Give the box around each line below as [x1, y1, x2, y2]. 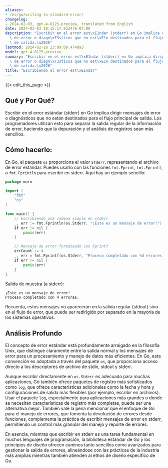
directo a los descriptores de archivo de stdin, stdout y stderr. [5, 364, 132, 370]
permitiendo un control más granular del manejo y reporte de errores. [5, 421, 148, 427]
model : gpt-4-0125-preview [5, 49, 61, 54]
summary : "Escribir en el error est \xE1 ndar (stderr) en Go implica [5, 54, 151, 59]
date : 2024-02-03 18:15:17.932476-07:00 [5, 26, 91, 31]
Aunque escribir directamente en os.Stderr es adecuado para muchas [5, 374, 150, 380]
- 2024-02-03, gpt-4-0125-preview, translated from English [5, 21, 133, 27]
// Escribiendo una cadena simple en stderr [14, 216, 108, 221]
